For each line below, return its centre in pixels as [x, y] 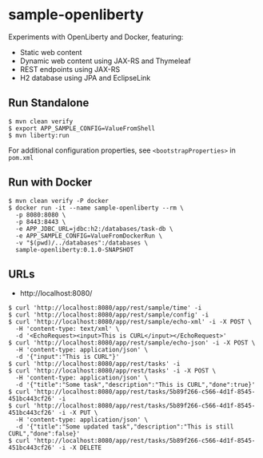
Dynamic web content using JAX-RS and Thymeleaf [105, 61]
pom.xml [21, 157]
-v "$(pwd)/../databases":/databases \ [82, 243]
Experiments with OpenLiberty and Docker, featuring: [96, 37]
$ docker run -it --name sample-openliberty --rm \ [96, 208]
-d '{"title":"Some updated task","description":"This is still [125, 427]
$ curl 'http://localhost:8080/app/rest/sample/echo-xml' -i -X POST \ [130, 322]
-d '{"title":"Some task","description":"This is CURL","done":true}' [135, 385]
